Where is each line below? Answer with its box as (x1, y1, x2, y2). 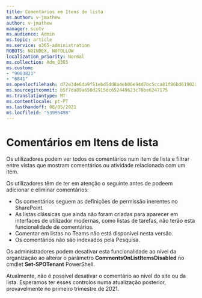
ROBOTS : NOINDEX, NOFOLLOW (6, 48, 74, 54)
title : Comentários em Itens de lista (6, 8, 103, 15)
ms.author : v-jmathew (6, 14, 61, 20)
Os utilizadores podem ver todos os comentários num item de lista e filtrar (6, 155, 190, 163)
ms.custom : (6, 64, 34, 71)
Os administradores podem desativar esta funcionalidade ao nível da (6, 248, 177, 255)
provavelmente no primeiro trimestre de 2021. (6, 285, 119, 293)
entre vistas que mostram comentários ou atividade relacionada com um (6, 162, 186, 169)
